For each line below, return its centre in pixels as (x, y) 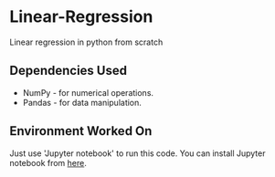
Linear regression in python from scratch (86, 42)
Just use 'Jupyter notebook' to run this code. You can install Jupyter (137, 153)
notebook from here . (48, 162)
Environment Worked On (81, 131)
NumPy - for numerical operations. (88, 92)
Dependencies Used (69, 71)
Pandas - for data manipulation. (82, 102)
